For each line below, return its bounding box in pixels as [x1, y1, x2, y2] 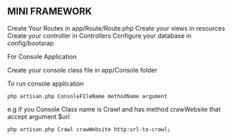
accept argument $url [7, 112, 70, 120]
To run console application [7, 79, 84, 88]
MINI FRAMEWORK [7, 6, 93, 17]
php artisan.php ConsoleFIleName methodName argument [7, 93, 168, 100]
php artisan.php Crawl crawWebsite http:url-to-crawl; [7, 125, 171, 133]
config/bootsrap [7, 38, 54, 47]
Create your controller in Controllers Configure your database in [7, 31, 191, 40]
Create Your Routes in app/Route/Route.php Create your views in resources [7, 24, 226, 32]
